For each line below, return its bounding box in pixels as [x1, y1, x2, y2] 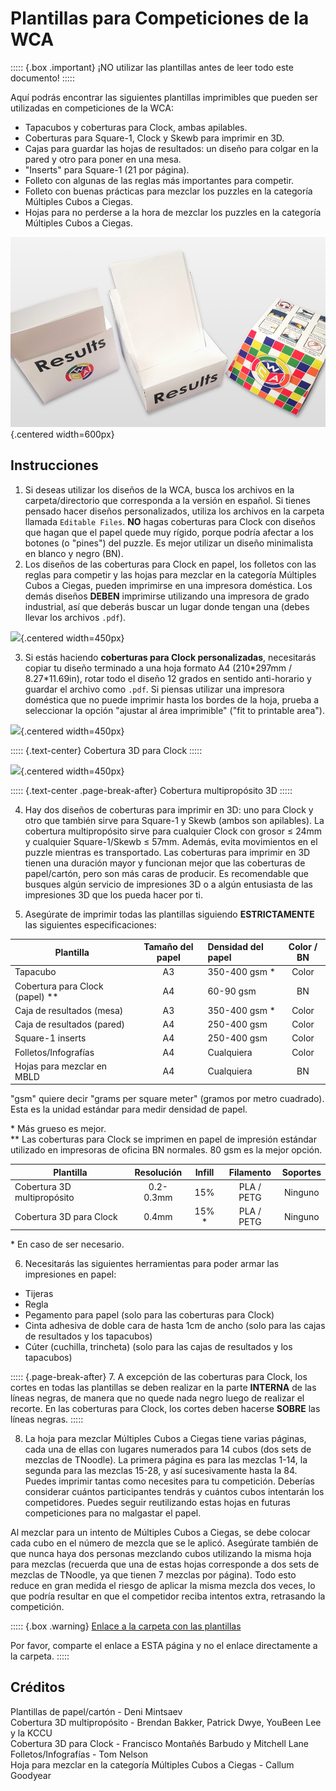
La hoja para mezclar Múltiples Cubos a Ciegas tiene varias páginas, [24, 1432, 307, 1444]
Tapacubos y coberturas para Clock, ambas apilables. [24, 121, 248, 133]
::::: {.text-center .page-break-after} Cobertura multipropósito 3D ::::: [10, 784, 293, 796]
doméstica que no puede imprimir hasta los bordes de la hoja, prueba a [24, 693, 320, 706]
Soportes [281, 1166, 322, 1178]
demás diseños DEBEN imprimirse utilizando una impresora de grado [24, 590, 310, 602]
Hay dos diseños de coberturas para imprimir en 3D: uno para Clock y [24, 803, 314, 816]
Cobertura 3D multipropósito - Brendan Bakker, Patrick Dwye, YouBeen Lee [10, 1716, 322, 1728]
